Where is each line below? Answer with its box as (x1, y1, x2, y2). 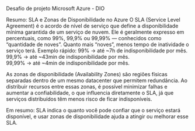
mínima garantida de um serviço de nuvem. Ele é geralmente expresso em (6, 29, 184, 36)
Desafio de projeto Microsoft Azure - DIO (6, 5, 105, 12)
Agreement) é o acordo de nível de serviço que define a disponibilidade (6, 23, 179, 29)
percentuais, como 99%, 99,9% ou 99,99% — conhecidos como (6, 35, 162, 41)
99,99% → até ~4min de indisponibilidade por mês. (6, 59, 130, 66)
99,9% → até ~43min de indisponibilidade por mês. (6, 54, 130, 60)
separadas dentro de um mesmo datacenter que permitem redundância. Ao (6, 77, 188, 84)
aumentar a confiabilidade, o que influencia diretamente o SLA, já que (6, 90, 174, 96)
